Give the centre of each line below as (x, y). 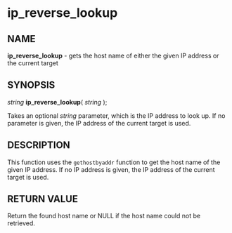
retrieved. (21, 223)
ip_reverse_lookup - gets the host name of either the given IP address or (113, 55)
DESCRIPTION (39, 145)
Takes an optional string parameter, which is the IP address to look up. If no (116, 115)
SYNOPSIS (31, 85)
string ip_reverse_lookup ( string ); (57, 102)
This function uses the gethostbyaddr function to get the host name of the (114, 162)
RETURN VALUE (43, 199)
